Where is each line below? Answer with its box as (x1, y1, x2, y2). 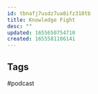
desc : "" (7, 23, 32, 30)
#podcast (7, 79, 35, 87)
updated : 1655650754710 (7, 29, 76, 36)
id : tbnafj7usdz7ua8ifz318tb (7, 10, 91, 17)
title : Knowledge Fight (7, 16, 76, 23)
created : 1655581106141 (7, 36, 76, 43)
